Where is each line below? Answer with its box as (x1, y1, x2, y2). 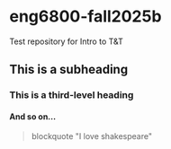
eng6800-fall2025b (9, 6, 162, 27)
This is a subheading (9, 62, 129, 77)
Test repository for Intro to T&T (9, 36, 124, 47)
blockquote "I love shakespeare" (31, 131, 153, 142)
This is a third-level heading (9, 89, 134, 101)
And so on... (9, 110, 57, 122)
